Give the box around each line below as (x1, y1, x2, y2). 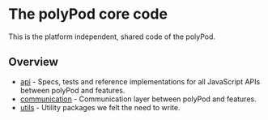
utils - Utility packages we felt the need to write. (19, 102, 181, 112)
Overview (8, 55, 59, 69)
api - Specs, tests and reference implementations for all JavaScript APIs (19, 76, 261, 86)
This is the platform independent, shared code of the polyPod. (8, 32, 216, 41)
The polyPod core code (8, 5, 168, 24)
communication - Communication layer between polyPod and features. (19, 94, 257, 104)
